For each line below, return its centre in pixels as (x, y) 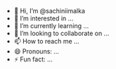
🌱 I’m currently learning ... (51, 26)
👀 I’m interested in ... (44, 18)
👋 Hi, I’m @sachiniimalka (50, 11)
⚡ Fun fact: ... (33, 59)
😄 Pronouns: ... (37, 51)
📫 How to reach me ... (46, 41)
